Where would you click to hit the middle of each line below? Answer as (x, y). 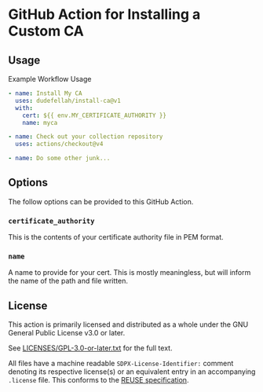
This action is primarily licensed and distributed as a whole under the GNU (128, 324)
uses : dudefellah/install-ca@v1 (68, 101)
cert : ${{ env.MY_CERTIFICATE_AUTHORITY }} (95, 115)
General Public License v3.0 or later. (67, 333)
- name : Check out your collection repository (86, 137)
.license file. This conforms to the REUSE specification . (99, 380)
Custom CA (46, 31)
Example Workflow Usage (50, 79)
